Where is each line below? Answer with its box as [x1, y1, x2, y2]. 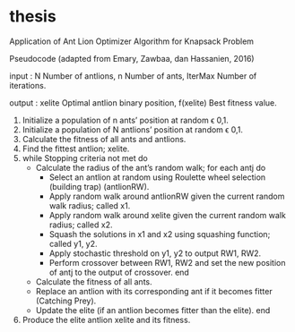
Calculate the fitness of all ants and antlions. [22, 133, 187, 144]
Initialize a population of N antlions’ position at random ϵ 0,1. [22, 123, 244, 135]
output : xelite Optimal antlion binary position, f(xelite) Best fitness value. [9, 97, 278, 108]
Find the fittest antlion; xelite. [22, 143, 130, 154]
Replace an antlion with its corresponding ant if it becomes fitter [35, 285, 273, 296]
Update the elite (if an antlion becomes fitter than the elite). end [35, 304, 271, 315]
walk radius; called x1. [48, 200, 131, 211]
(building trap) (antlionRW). [48, 181, 150, 192]
